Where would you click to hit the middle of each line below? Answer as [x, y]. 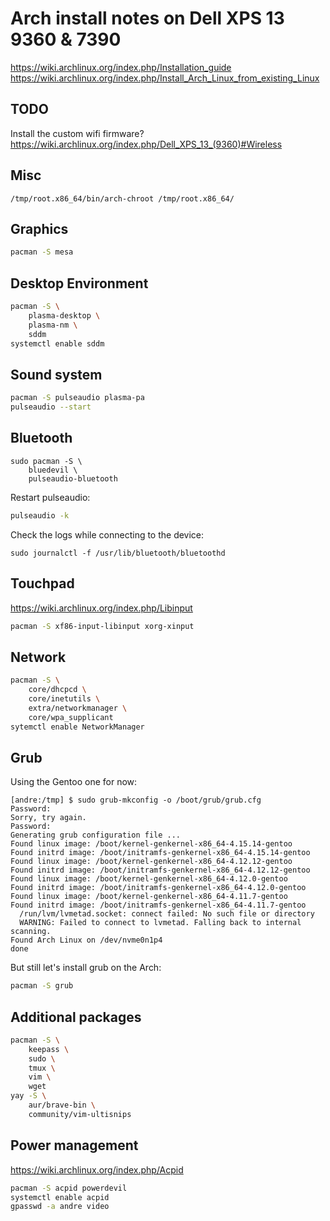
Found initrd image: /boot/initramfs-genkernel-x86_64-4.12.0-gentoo [158, 888]
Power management [74, 1145]
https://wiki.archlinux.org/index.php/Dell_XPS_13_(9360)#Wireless [146, 144]
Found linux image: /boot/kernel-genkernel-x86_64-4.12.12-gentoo [151, 862]
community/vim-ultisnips [80, 1114]
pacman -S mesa [42, 252]
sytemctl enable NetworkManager [77, 727]
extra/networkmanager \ [78, 708]
